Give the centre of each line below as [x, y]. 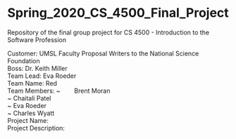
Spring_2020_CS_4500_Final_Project [118, 13]
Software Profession [37, 39]
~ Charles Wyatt [31, 113]
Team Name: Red [32, 83]
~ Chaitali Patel [29, 98]
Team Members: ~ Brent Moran [59, 91]
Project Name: [28, 120]
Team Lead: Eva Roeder [42, 76]
